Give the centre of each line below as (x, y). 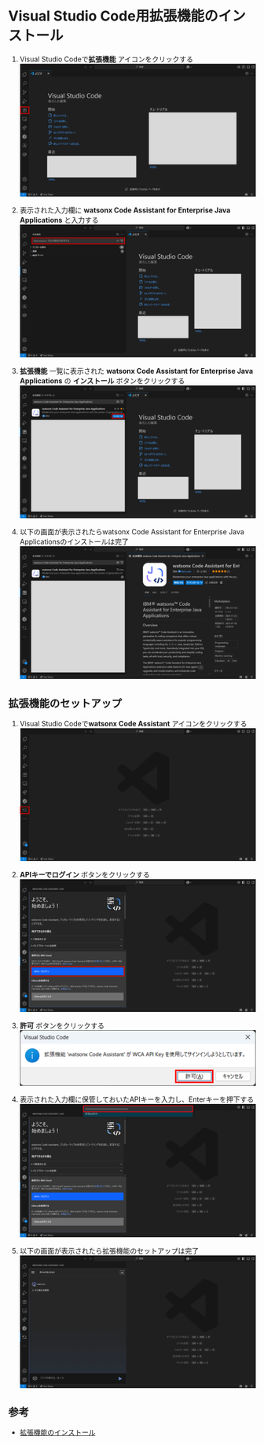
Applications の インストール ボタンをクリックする (102, 381)
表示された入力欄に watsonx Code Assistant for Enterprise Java (125, 210)
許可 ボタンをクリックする (62, 1025)
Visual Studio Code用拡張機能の (113, 16)
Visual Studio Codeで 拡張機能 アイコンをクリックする (106, 59)
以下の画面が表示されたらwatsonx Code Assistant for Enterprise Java (132, 532)
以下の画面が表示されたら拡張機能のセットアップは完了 (109, 1250)
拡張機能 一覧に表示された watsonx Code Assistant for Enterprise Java (136, 371)
